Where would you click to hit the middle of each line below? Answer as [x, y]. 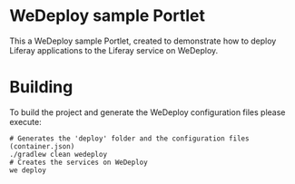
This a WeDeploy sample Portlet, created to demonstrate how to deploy [143, 41]
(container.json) [42, 146]
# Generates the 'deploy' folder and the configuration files [129, 138]
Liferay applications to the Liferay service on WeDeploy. [114, 50]
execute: [26, 121]
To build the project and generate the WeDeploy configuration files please [147, 112]
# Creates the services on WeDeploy [79, 162]
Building [41, 87]
